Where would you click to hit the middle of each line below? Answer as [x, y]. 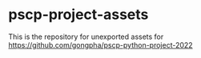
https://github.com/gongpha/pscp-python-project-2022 [101, 44]
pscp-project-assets [78, 15]
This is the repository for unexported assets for [86, 37]
